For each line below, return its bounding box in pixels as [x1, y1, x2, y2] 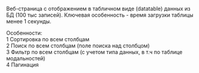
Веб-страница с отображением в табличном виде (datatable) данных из [6, 5, 191, 12]
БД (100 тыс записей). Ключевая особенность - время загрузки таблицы [6, 11, 194, 19]
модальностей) [6, 55, 46, 62]
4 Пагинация [6, 61, 39, 68]
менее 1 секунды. [6, 18, 52, 25]
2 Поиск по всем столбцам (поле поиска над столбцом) [6, 42, 150, 49]
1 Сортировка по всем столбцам [6, 36, 90, 42]
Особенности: [6, 29, 43, 36]
